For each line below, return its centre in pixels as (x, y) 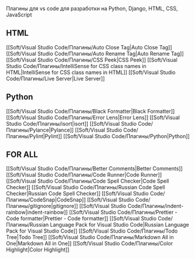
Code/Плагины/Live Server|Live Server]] (56, 78)
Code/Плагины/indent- (155, 206)
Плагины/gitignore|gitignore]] (42, 206)
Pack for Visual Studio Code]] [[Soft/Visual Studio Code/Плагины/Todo (92, 231)
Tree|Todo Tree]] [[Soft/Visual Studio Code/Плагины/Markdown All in (90, 237)
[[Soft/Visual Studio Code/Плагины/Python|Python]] (127, 136)
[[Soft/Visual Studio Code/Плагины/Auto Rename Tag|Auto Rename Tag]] (95, 53)
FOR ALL (22, 155)
